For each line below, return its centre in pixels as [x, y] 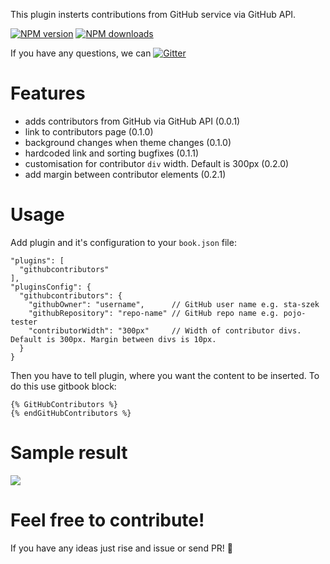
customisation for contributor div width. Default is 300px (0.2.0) [157, 163]
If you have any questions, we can [81, 53]
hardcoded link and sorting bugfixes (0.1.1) [112, 153]
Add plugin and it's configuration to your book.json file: [123, 242]
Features [48, 93]
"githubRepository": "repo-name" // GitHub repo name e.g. [154, 313]
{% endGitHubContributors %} [71, 413]
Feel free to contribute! [107, 520]
